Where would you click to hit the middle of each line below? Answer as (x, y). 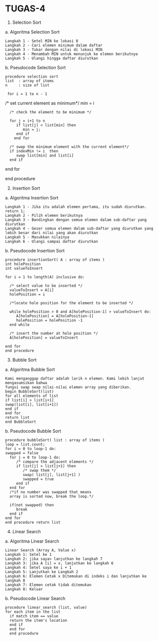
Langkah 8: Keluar (24, 589)
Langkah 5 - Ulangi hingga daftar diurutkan (52, 58)
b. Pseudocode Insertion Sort (35, 250)
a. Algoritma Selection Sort (33, 32)
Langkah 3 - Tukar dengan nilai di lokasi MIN (54, 49)
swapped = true (39, 479)
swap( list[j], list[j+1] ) (52, 475)
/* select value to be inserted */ (46, 286)
